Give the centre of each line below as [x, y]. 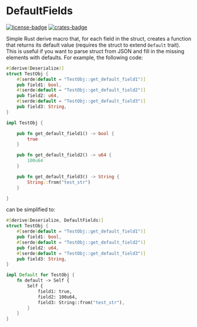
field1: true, [55, 291]
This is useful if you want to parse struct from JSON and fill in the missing [95, 51]
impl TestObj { [25, 123]
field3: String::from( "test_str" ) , [81, 302]
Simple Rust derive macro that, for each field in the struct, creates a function [99, 38]
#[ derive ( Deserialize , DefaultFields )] [55, 220]
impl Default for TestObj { [41, 275]
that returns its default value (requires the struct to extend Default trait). [93, 45]
